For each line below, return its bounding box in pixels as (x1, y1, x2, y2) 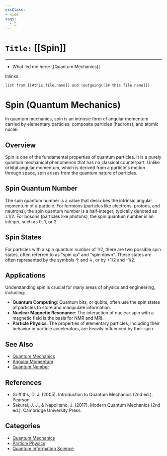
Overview (5, 141, 36, 149)
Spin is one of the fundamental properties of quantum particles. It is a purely (5, 154, 162, 160)
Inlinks (5, 73, 19, 80)
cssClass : (5, 7, 26, 12)
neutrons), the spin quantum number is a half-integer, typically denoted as (5, 208, 158, 214)
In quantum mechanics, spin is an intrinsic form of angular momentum (5, 116, 149, 122)
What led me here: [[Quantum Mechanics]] (12, 64, 100, 70)
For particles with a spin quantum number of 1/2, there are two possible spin (5, 246, 162, 252)
